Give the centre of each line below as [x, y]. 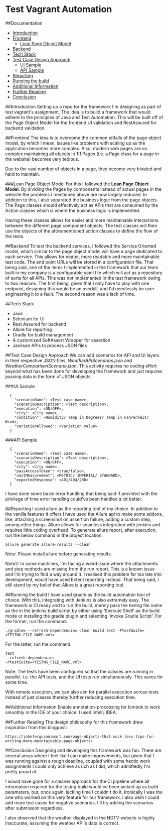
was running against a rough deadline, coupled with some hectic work [78, 761]
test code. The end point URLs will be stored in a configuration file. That [79, 262]
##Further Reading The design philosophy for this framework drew [74, 722]
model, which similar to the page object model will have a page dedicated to [84, 251]
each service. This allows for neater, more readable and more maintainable [82, 257]
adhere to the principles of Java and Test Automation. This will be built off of [84, 117]
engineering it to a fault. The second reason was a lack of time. [70, 294]
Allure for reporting [32, 329]
